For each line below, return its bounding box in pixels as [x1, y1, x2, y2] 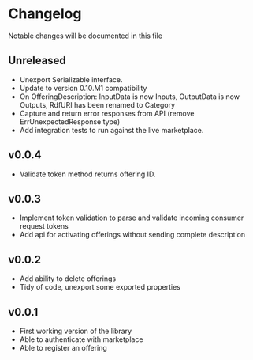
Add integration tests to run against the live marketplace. [19, 125, 204, 135]
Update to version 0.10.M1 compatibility [19, 83, 147, 93]
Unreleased [8, 54, 67, 67]
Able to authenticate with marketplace [19, 335, 143, 344]
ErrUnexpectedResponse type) [19, 116, 121, 127]
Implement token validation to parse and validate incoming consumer [19, 213, 244, 222]
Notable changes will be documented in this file [8, 31, 163, 40]
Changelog [8, 5, 82, 23]
